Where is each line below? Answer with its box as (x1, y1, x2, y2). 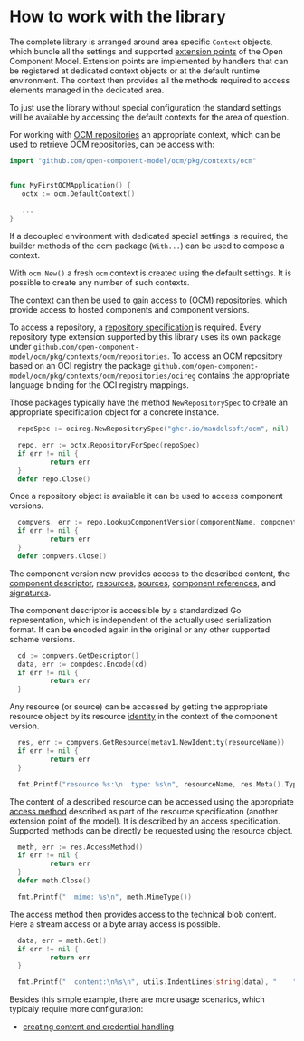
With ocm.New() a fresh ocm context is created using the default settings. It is (9, 267, 292, 278)
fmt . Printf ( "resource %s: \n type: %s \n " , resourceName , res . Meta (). (17, 779, 285, 789)
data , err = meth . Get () (17, 936, 107, 945)
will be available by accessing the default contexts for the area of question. (9, 111, 290, 122)
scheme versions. (9, 633, 76, 644)
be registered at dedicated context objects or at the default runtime (9, 65, 261, 76)
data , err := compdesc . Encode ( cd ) (17, 660, 147, 669)
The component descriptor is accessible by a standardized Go (9, 604, 242, 615)
